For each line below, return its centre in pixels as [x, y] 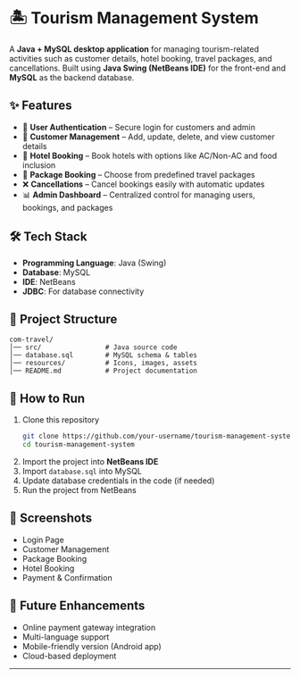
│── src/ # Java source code [93, 347]
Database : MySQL [56, 272]
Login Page [43, 540]
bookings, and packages [67, 207]
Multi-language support [66, 637]
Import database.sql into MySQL [82, 471]
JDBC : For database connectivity [83, 291]
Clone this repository [61, 420]
